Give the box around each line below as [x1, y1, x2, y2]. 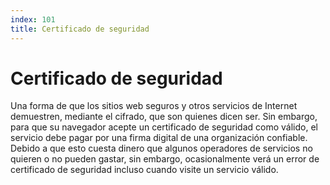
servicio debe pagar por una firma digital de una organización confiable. [10, 132, 308, 144]
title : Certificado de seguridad [10, 24, 150, 34]
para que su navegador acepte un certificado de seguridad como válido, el [10, 121, 318, 133]
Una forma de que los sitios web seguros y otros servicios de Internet [10, 100, 298, 112]
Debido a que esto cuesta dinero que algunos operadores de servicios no [10, 142, 313, 155]
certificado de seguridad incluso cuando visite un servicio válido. [10, 164, 279, 176]
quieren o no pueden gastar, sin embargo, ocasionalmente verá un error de [10, 153, 320, 165]
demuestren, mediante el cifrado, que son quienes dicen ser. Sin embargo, [10, 111, 318, 123]
